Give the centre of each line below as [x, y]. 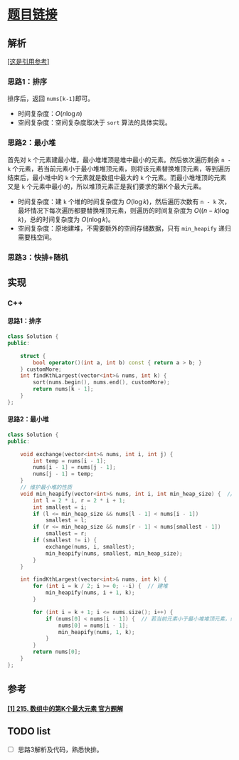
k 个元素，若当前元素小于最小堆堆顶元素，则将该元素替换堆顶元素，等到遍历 [119, 169]
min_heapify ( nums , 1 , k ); [96, 632]
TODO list [29, 731]
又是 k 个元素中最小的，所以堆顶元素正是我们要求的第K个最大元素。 [106, 186]
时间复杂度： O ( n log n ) [50, 114]
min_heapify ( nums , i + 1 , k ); [90, 593]
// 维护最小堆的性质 [46, 487]
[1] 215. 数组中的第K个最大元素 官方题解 [65, 708]
